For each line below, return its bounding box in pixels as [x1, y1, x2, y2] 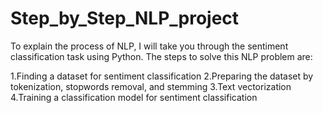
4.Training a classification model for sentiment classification [10, 91, 258, 103]
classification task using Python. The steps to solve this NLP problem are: [10, 50, 313, 62]
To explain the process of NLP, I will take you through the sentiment [10, 40, 289, 52]
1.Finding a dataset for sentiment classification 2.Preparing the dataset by [10, 70, 314, 82]
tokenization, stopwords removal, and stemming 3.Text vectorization [10, 80, 292, 92]
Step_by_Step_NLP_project [10, 7, 240, 30]
